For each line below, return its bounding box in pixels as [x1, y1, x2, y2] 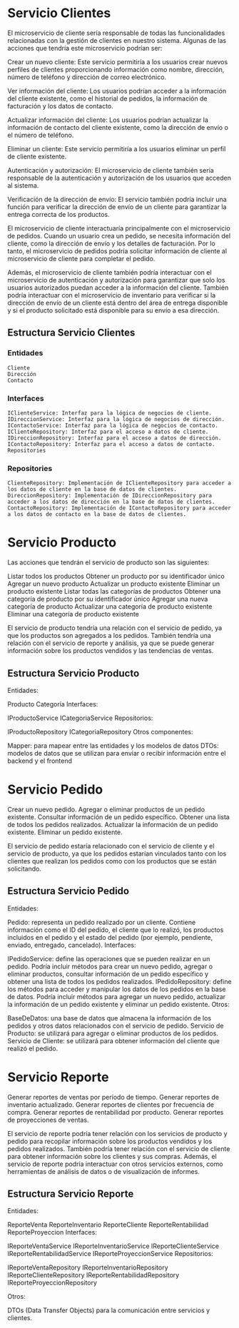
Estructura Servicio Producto [7, 667, 140, 679]
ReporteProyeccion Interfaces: [7, 1228, 98, 1237]
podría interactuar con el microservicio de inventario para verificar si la [7, 290, 216, 299]
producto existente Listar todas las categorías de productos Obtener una [7, 587, 221, 596]
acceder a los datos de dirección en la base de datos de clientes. [7, 498, 215, 506]
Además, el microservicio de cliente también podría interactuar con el [7, 268, 212, 276]
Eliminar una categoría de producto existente [7, 610, 139, 619]
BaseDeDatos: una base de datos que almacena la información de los [7, 1013, 212, 1022]
